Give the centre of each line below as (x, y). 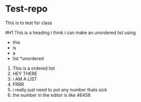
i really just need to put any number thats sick (60, 89)
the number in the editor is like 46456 (51, 95)
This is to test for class (29, 23)
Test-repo (26, 9)
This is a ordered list (33, 68)
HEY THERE (25, 73)
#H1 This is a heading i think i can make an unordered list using (70, 32)
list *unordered (28, 58)
